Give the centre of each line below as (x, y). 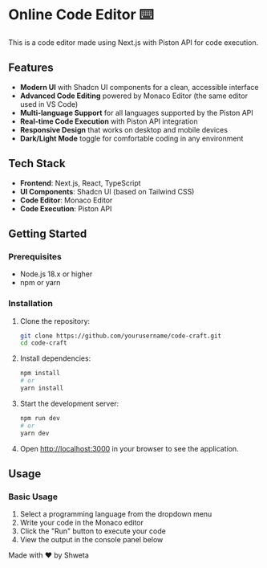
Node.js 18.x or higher (56, 274)
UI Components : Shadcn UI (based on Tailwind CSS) (107, 191)
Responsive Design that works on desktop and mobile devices (124, 129)
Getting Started (48, 233)
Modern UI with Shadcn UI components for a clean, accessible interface (139, 87)
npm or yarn (40, 283)
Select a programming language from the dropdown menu (116, 514)
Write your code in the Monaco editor (82, 523)
